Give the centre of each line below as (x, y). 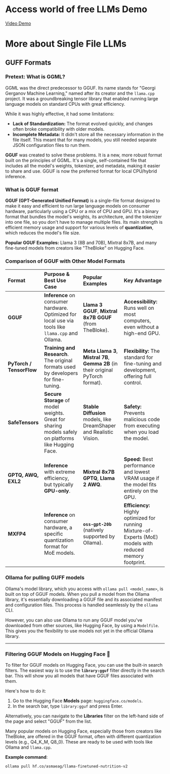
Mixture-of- (139, 531)
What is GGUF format (32, 189)
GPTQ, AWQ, (23, 475)
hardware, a (58, 527)
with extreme (59, 472)
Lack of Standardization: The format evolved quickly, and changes (83, 124)
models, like (97, 420)
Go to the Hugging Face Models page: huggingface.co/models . (78, 701)
